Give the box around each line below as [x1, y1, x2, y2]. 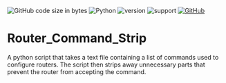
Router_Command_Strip [7, 31, 147, 46]
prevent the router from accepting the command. [7, 67, 147, 75]
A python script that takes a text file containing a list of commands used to [7, 53, 219, 61]
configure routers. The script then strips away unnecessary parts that [7, 60, 205, 69]
